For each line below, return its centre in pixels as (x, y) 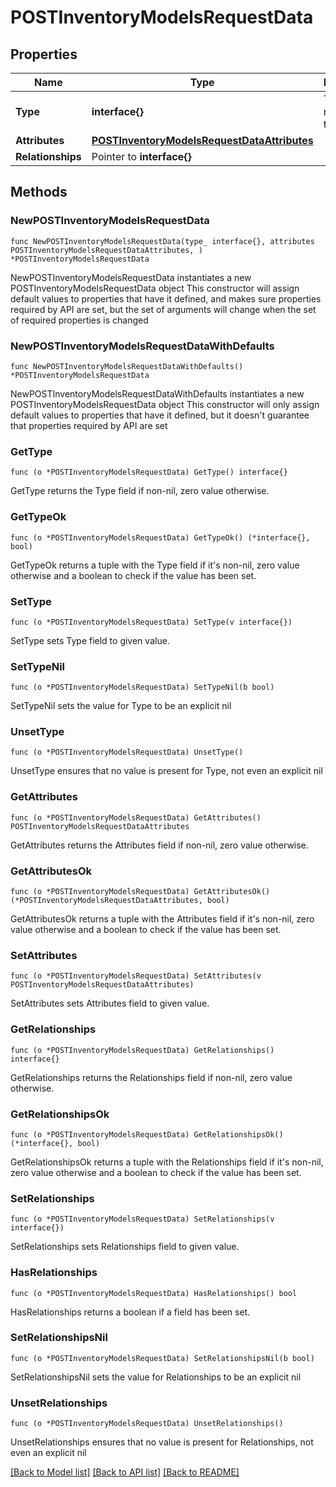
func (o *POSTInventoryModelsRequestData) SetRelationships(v (142, 1219)
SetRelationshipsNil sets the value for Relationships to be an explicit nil (156, 1377)
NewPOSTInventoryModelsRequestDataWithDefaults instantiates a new (157, 393)
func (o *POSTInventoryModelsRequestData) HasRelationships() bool (154, 1293)
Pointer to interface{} (141, 156)
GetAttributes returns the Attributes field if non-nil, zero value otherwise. (159, 845)
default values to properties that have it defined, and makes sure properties (166, 298)
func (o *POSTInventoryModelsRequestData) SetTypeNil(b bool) (142, 687)
